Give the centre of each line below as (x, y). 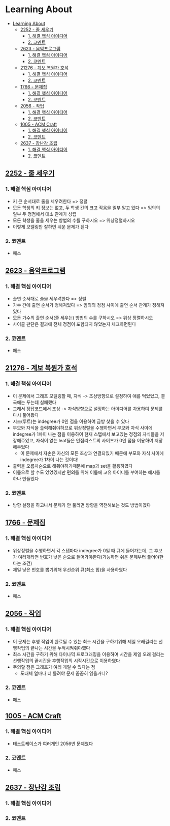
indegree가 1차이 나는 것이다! (49, 460)
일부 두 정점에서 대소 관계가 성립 (44, 214)
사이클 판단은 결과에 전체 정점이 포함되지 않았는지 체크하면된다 (74, 324)
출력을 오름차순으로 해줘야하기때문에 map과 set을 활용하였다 (73, 466)
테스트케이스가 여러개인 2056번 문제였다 (53, 744)
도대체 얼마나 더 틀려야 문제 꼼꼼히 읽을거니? (64, 673)
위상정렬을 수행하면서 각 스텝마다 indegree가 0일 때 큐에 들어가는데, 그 (83, 550)
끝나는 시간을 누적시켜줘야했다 (60, 648)
